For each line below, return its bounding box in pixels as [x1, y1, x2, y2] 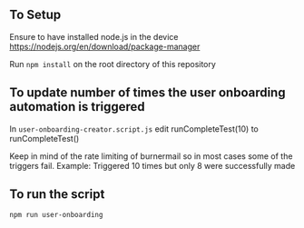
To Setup [9, 7, 62, 23]
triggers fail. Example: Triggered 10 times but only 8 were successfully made [9, 160, 296, 171]
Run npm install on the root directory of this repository [9, 58, 216, 69]
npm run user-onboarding [9, 211, 103, 220]
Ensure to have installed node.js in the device [9, 31, 179, 42]
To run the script [9, 186, 105, 203]
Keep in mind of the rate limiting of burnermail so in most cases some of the [9, 150, 293, 162]
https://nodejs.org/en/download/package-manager [9, 41, 201, 52]
